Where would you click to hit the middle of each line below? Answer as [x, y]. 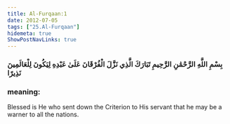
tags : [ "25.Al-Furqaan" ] [43, 27]
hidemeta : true [29, 33]
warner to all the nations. [43, 115]
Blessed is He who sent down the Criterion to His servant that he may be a [115, 107]
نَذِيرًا [14, 73]
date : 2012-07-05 [33, 20]
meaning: [24, 92]
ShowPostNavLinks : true [42, 40]
